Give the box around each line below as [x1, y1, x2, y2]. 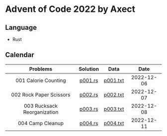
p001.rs [79, 77, 98, 84]
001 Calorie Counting [15, 77, 66, 84]
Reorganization [23, 108, 59, 115]
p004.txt [103, 120, 124, 127]
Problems [29, 66, 53, 72]
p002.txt [103, 91, 124, 98]
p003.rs [79, 105, 98, 112]
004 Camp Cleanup [17, 120, 64, 127]
